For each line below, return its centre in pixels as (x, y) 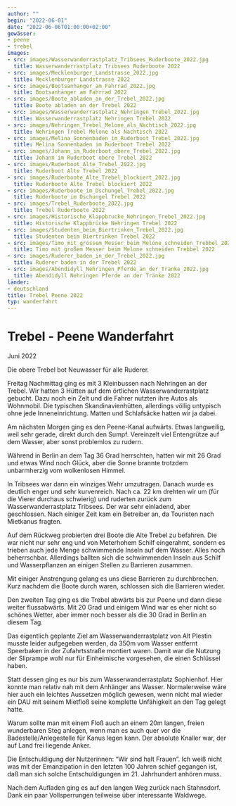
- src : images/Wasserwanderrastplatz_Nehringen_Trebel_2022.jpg (103, 112)
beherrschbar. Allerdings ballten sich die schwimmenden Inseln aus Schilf (114, 558)
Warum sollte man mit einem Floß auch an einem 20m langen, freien (106, 723)
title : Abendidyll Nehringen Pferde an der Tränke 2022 (97, 275)
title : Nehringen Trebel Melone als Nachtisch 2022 (91, 132)
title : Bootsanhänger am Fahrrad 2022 (71, 92)
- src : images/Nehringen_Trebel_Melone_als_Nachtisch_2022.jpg (102, 125)
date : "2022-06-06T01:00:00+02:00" (59, 27)
